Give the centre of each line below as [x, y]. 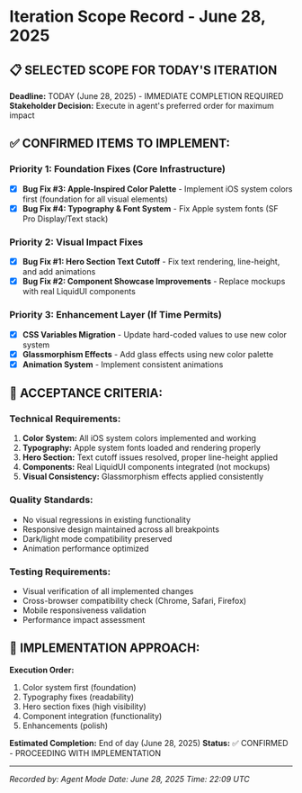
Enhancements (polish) [65, 725]
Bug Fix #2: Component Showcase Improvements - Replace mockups [154, 282]
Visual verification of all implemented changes [108, 591]
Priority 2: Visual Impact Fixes [76, 242]
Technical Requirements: [65, 419]
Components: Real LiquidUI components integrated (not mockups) [146, 467]
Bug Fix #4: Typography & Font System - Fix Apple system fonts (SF [150, 208]
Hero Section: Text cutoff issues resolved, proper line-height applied [150, 457]
